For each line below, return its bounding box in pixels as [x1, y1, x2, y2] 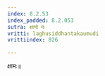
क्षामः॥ [7, 62, 21, 70]
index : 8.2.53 [7, 10, 49, 18]
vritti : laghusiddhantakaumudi [7, 30, 99, 37]
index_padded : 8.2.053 [7, 17, 74, 24]
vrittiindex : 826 [7, 37, 58, 44]
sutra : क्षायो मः [7, 23, 45, 30]
